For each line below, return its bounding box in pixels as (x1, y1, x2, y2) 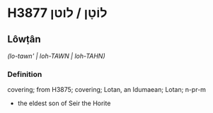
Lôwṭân (7, 33, 41, 45)
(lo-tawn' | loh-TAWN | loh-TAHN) (7, 52, 106, 60)
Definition (7, 69, 42, 79)
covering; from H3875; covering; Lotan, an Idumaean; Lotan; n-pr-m (7, 85, 207, 94)
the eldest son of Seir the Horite (17, 99, 111, 107)
